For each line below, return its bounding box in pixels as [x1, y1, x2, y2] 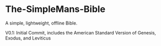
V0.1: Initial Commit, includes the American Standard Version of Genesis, [5, 29, 156, 35]
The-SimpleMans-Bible [5, 3, 105, 15]
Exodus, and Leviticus [5, 35, 51, 41]
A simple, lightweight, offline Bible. [5, 20, 77, 26]
